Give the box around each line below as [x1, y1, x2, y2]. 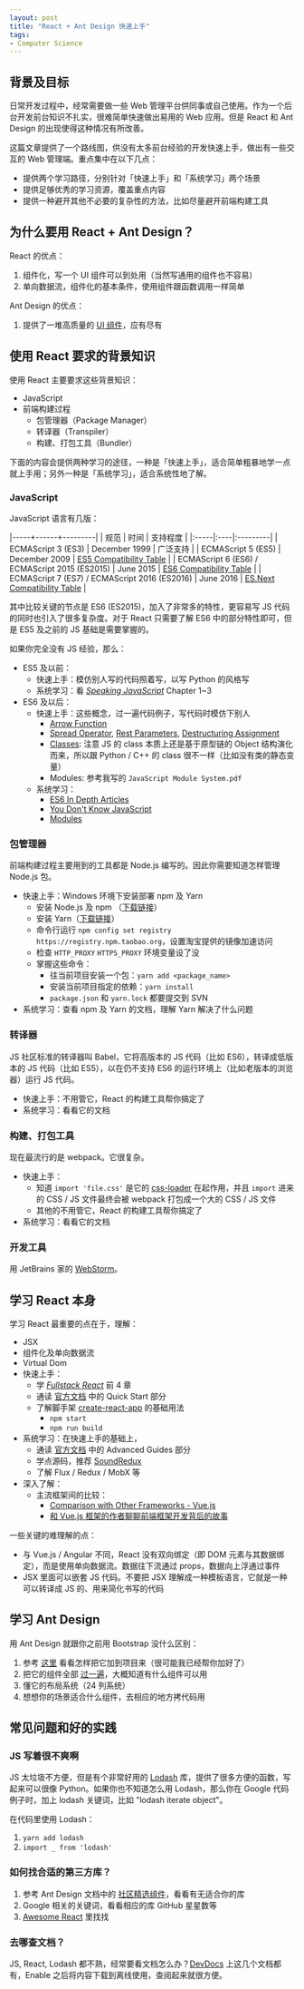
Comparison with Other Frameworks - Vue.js [49, 1499, 216, 1510]
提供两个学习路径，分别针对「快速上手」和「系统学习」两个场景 [22, 173, 261, 184]
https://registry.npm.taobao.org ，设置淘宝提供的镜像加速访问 [35, 936, 273, 947]
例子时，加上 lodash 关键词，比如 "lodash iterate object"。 [9, 1795, 228, 1806]
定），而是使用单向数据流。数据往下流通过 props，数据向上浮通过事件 [22, 1560, 280, 1571]
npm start [49, 1414, 87, 1423]
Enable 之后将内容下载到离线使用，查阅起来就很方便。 [24, 1970, 228, 1981]
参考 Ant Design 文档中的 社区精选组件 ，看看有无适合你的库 [22, 1888, 245, 1899]
